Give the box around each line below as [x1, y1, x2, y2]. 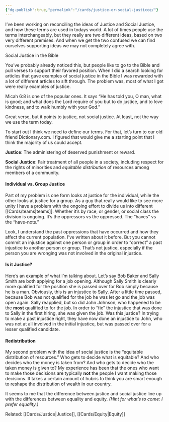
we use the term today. [5, 119, 53, 125]
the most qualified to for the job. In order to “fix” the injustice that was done [5, 305, 162, 311]
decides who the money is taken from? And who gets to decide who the [5, 360, 154, 366]
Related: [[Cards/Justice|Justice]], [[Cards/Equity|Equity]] [5, 411, 126, 417]
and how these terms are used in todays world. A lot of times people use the [5, 26, 163, 33]
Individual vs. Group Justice [5, 181, 65, 187]
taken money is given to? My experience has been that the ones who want [5, 365, 159, 371]
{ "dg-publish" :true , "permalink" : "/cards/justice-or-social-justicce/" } [5, 7, 158, 13]
